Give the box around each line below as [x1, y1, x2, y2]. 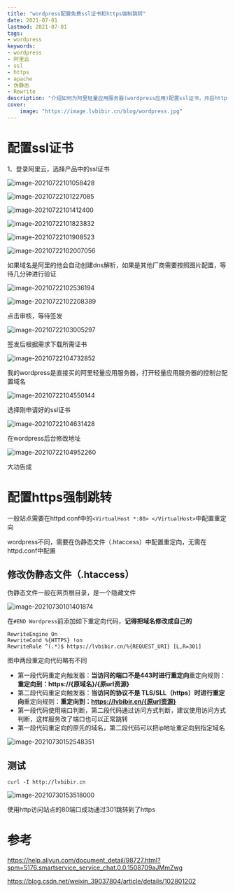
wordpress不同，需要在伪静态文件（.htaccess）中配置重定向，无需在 [7, 537, 207, 546]
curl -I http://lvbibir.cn [7, 779, 86, 786]
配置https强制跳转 [7, 489, 112, 505]
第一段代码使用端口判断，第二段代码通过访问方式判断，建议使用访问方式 [17, 706, 226, 714]
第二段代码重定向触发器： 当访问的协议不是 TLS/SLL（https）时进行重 [17, 688, 219, 697]
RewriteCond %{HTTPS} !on [7, 637, 83, 644]
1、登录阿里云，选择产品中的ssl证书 [7, 164, 110, 173]
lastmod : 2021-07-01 [7, 23, 68, 30]
